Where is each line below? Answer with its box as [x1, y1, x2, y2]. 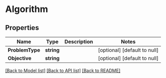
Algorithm [5, 3, 48, 15]
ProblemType [8, 46, 40, 53]
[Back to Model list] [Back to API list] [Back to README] [5, 67, 121, 73]
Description [64, 38, 93, 45]
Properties [5, 23, 39, 32]
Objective [8, 55, 32, 61]
